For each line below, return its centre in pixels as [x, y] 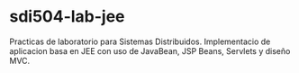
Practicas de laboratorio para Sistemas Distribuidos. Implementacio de [140, 41]
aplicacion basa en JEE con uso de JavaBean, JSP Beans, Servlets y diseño [150, 50]
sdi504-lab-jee [67, 17]
